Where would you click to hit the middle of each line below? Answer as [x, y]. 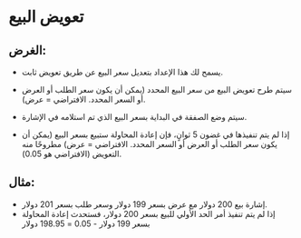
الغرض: [28, 50]
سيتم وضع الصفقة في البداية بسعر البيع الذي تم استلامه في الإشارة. [134, 117]
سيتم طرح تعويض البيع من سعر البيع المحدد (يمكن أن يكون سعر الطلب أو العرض [156, 89]
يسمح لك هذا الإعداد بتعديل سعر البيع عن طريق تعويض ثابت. [122, 72]
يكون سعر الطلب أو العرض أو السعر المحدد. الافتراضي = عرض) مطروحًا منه [150, 144]
